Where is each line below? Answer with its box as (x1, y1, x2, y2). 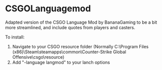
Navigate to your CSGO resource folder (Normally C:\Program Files (12, 43, 149, 49)
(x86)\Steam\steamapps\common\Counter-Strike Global (12, 49, 126, 55)
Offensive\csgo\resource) (12, 54, 65, 60)
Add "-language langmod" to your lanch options (12, 59, 110, 65)
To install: (5, 34, 25, 40)
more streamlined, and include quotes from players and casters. (5, 24, 135, 30)
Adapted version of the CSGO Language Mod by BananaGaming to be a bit (5, 19, 157, 25)
